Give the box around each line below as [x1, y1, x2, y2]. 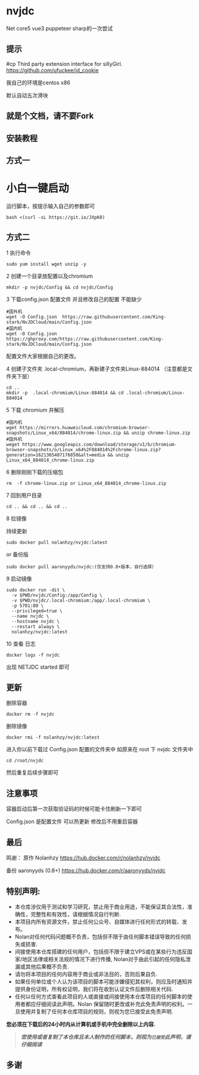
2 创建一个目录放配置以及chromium [6, 272, 94, 280]
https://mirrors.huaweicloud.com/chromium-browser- [19, 424, 151, 430]
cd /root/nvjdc [6, 758, 44, 764]
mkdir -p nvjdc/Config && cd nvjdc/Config [6, 284, 113, 290]
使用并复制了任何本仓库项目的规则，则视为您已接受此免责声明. [20, 1007, 173, 1015]
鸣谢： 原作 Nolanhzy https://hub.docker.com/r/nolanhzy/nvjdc [6, 854, 161, 861]
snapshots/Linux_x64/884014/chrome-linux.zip [6, 430, 121, 436]
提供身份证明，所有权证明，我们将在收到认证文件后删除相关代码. [14, 985, 173, 992]
